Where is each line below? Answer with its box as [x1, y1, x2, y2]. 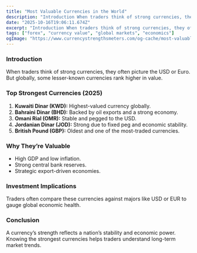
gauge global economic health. [6, 202, 81, 209]
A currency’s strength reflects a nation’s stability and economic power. [6, 229, 176, 237]
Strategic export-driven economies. [14, 167, 101, 174]
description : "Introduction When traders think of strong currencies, [6, 14, 182, 20]
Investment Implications [6, 182, 77, 190]
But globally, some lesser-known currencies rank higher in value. [6, 74, 163, 82]
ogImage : [6, 36, 28, 41]
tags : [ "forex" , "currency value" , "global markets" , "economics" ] [6, 30, 175, 36]
